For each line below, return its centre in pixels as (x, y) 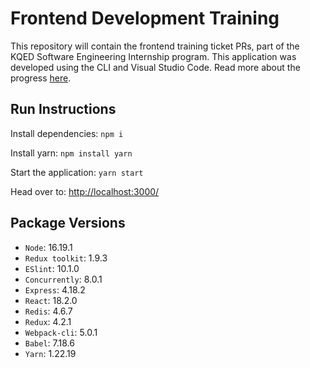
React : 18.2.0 (51, 300)
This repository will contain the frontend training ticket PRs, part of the (155, 46)
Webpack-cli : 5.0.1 (61, 332)
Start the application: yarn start (77, 172)
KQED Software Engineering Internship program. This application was (153, 56)
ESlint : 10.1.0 (52, 268)
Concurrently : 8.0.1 (63, 279)
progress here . (41, 78)
